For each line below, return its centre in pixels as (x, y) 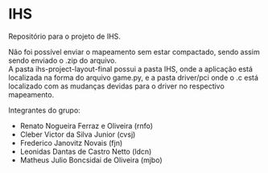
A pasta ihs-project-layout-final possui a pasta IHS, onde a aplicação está (131, 68)
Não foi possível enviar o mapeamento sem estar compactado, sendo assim (134, 51)
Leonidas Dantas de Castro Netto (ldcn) (86, 151)
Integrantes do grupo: (44, 110)
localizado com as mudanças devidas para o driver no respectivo (117, 86)
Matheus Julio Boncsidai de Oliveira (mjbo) (91, 160)
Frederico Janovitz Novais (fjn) (71, 142)
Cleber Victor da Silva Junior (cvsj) (78, 134)
